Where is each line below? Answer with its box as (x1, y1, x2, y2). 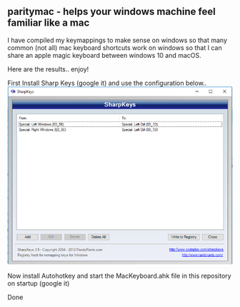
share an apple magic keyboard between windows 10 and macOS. (7, 51, 201, 59)
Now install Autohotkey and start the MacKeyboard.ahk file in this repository (7, 271, 231, 280)
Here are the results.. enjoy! (7, 64, 89, 74)
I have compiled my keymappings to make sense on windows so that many (7, 36, 227, 44)
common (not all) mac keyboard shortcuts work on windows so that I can (7, 43, 223, 52)
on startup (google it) (7, 278, 70, 288)
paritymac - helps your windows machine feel (7, 6, 216, 18)
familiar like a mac (7, 17, 90, 29)
